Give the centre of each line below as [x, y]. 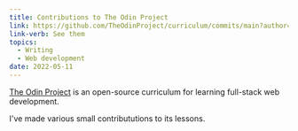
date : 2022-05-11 [41, 67]
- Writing [35, 50]
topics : [24, 42]
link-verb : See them [47, 34]
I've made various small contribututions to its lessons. [107, 118]
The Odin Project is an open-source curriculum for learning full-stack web [145, 92]
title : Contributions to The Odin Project [89, 17]
